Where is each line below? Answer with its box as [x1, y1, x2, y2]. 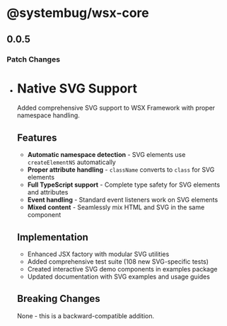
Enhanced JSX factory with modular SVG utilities [27, 250, 170, 259]
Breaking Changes [16, 293, 100, 305]
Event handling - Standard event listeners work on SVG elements [27, 196, 219, 204]
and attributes [27, 188, 69, 197]
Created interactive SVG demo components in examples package [27, 265, 218, 274]
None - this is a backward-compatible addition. [16, 311, 155, 320]
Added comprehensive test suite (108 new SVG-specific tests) [27, 257, 209, 266]
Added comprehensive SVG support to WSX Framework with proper [16, 104, 216, 112]
